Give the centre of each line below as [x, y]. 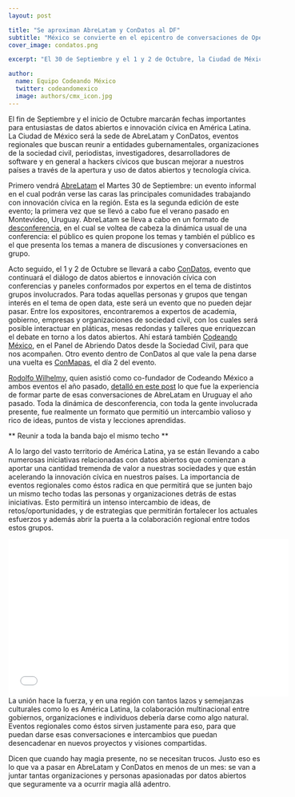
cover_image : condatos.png [53, 45]
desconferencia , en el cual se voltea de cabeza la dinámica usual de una [128, 228]
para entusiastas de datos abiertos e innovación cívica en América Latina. [130, 127]
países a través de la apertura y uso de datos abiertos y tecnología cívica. [130, 169]
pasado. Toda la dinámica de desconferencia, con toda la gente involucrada [133, 403]
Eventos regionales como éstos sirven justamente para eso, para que [122, 726]
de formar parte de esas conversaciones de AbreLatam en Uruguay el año [131, 395]
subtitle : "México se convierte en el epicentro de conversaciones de [128, 38]
